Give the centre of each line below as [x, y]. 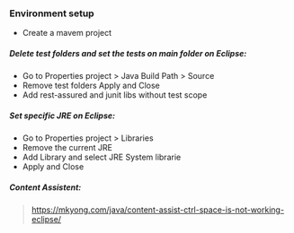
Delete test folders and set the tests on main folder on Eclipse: [128, 53]
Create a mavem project [67, 33]
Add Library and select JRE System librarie [102, 157]
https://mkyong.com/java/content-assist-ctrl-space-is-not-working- [158, 210]
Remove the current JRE [67, 148]
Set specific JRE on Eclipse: [62, 116]
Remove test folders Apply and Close [91, 86]
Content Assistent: [45, 187]
